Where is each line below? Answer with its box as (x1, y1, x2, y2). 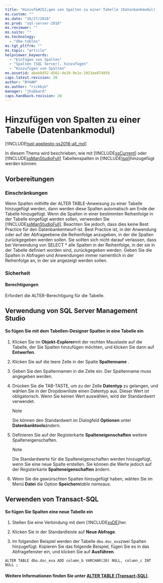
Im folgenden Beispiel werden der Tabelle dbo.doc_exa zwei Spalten (12, 539, 146, 544)
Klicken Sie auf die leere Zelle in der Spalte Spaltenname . (12, 359, 129, 364)
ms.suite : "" (5, 30, 32, 35)
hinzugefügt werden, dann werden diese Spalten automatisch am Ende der (5, 205, 155, 211)
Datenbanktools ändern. (12, 422, 61, 428)
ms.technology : (5, 35, 36, 40)
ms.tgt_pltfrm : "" (5, 43, 42, 48)
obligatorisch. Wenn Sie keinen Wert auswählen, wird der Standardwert (12, 393, 155, 399)
